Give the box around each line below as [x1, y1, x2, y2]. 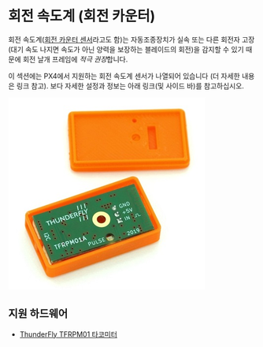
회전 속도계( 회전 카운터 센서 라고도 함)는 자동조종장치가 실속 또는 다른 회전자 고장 [8, 35, 255, 44]
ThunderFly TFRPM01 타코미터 [19, 329, 118, 339]
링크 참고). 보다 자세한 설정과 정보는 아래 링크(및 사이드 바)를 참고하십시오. [16, 80, 244, 91]
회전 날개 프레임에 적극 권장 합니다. [22, 54, 128, 64]
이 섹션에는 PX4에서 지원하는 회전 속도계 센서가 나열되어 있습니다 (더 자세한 [8, 71, 240, 80]
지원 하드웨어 [8, 307, 69, 320]
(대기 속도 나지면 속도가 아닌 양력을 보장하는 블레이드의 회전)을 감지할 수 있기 [8, 44, 244, 54]
